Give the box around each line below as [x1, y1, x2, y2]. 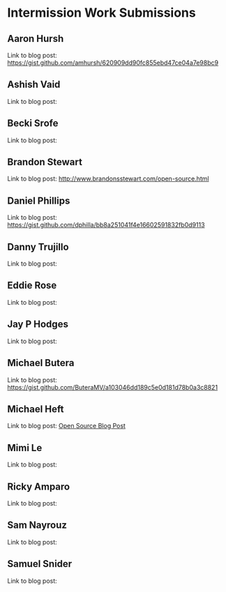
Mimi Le [7, 441, 43, 454]
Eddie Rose [7, 280, 57, 291]
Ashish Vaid [7, 79, 61, 91]
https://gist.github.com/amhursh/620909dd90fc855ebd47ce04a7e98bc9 [7, 59, 218, 67]
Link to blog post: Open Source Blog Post [7, 422, 126, 430]
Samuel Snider [7, 558, 73, 570]
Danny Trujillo [7, 241, 69, 252]
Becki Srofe [7, 117, 59, 130]
